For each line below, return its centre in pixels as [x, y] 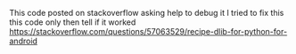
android [24, 41]
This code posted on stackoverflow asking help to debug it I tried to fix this [147, 13]
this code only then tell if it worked [73, 22]
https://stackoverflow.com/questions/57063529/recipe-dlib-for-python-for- [148, 31]
